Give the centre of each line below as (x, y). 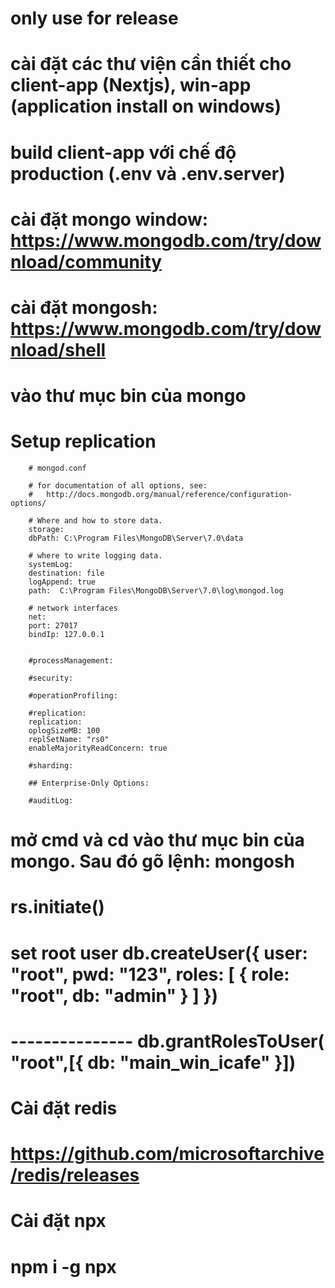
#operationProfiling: (73, 696)
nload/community (86, 261)
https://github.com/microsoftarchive (167, 1154)
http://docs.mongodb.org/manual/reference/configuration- (169, 495)
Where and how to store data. (99, 521)
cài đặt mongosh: (84, 307)
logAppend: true (62, 582)
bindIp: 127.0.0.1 (66, 635)
